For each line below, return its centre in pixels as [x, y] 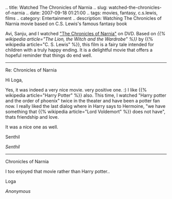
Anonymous [18, 191]
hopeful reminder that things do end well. [49, 55]
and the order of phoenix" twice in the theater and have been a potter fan [83, 101]
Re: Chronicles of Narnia [31, 70]
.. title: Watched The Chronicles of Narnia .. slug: [56, 7]
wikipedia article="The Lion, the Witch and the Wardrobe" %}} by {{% [79, 39]
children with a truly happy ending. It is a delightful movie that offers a [79, 50]
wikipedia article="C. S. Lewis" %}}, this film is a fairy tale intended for [80, 45]
